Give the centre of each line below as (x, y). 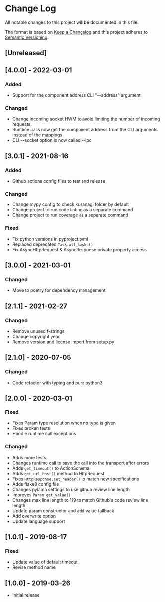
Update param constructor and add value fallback (63, 510)
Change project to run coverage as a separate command (70, 215)
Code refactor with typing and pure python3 (57, 383)
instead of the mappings (37, 135)
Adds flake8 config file (36, 484)
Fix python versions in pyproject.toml (50, 239)
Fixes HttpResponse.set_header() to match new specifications (76, 479)
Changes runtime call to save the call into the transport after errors (81, 463)
